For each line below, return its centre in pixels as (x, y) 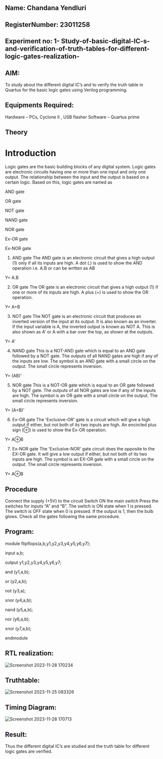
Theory (17, 132)
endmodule (17, 638)
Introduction (31, 153)
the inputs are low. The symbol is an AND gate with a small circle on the (84, 361)
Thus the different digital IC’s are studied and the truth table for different (77, 746)
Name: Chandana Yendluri (46, 8)
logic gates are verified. (29, 751)
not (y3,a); (15, 591)
